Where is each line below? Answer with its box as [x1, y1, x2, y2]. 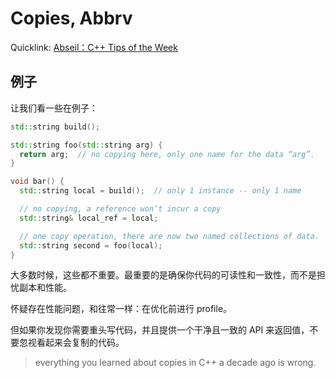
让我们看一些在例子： [10, 102, 98, 114]
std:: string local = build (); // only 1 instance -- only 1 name [19, 186, 302, 196]
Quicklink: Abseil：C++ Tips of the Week [10, 41, 178, 53]
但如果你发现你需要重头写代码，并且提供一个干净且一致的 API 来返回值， [10, 324, 310, 336]
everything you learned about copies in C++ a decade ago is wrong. [34, 357, 317, 369]
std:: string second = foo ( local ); [19, 240, 163, 251]
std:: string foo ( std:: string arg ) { [10, 140, 163, 150]
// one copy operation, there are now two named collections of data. [19, 231, 320, 241]
